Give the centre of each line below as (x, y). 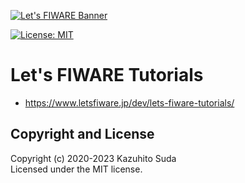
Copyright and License (82, 134)
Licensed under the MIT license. (76, 169)
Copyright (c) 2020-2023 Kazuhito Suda (93, 158)
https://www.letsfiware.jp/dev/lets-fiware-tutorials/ (129, 102)
